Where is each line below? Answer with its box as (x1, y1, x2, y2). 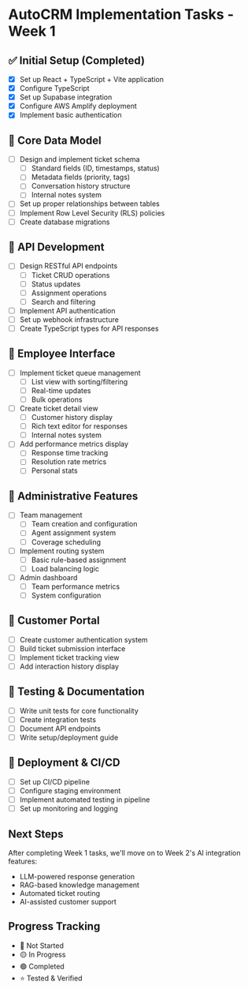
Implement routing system (19, 546, 105, 556)
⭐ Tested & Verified (19, 973, 83, 983)
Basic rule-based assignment (31, 555, 127, 564)
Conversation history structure (31, 182, 131, 191)
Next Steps (8, 827, 64, 841)
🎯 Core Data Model (8, 133, 102, 147)
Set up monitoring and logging (19, 804, 118, 814)
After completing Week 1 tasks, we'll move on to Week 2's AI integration (8, 848, 241, 857)
